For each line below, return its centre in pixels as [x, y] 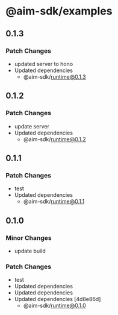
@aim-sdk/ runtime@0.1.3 [54, 76]
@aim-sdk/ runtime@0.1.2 [55, 139]
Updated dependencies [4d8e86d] [57, 299]
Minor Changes [29, 237]
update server [32, 126]
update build [30, 251]
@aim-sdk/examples [59, 11]
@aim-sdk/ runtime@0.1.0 [55, 306]
